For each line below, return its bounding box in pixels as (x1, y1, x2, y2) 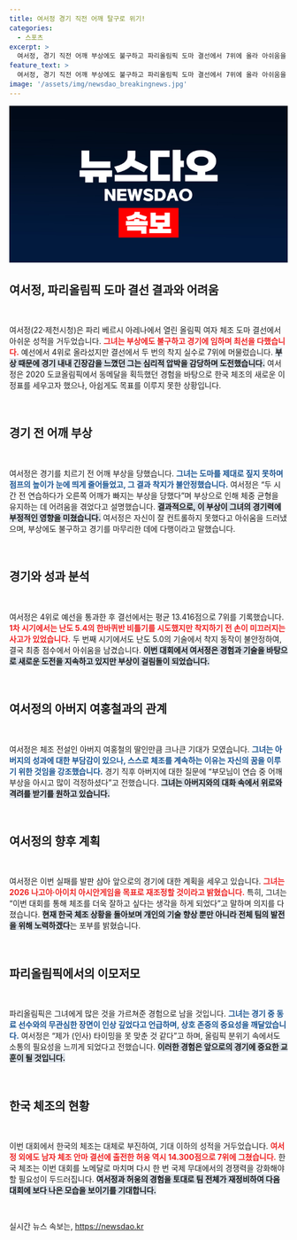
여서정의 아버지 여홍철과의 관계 (9, 701, 168, 717)
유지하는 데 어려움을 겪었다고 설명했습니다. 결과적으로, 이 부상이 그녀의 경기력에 (9, 501, 282, 511)
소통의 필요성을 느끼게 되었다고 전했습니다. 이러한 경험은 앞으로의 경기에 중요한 (9, 1041, 279, 1052)
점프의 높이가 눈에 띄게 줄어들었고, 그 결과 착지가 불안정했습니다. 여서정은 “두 (9, 479, 272, 489)
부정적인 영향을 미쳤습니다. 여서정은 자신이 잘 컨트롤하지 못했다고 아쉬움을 (9, 512, 263, 523)
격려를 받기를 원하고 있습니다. (9, 788, 110, 799)
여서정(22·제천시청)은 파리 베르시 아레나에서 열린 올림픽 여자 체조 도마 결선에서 (9, 324, 281, 336)
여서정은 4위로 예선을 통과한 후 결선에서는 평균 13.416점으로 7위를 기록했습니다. (9, 612, 285, 622)
